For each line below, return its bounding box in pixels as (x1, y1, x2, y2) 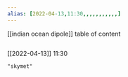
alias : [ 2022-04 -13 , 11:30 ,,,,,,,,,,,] (7, 10, 121, 17)
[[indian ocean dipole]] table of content (7, 29, 121, 38)
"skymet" (7, 62, 33, 70)
